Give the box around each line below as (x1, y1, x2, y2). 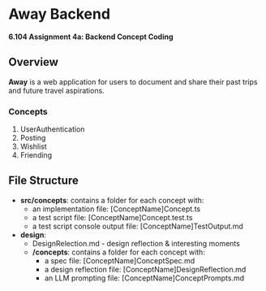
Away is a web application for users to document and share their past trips (8, 76, 258, 86)
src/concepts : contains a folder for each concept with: (19, 195, 204, 205)
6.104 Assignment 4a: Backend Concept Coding (8, 32, 174, 41)
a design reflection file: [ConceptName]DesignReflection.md (44, 264, 247, 274)
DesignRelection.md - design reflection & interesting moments (32, 238, 241, 248)
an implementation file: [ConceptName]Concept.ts (32, 204, 201, 214)
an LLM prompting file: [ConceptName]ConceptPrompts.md (44, 273, 245, 283)
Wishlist (19, 141, 47, 151)
